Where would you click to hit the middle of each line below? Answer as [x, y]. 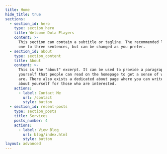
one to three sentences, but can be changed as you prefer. [82, 47]
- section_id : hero [30, 24]
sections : [15, 19]
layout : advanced [23, 144]
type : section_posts [35, 112]
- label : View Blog [38, 130]
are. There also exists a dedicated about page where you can [84, 79]
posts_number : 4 [31, 120]
